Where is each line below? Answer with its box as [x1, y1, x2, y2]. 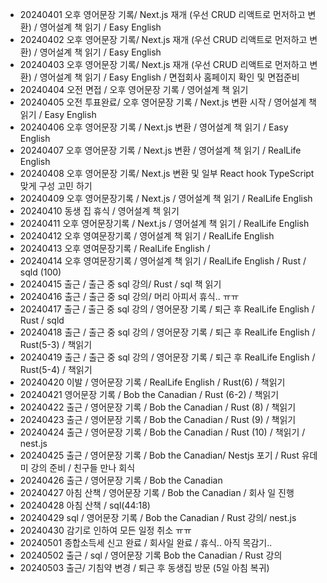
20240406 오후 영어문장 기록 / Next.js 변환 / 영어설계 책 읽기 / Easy [19, 121, 289, 133]
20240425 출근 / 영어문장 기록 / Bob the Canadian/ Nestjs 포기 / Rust [19, 449, 300, 461]
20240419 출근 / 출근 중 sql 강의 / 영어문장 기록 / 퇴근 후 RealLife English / [19, 351, 316, 363]
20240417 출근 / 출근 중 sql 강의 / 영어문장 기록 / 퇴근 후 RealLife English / [19, 303, 315, 315]
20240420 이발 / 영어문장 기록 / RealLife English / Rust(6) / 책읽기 [19, 376, 286, 388]
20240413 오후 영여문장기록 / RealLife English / [19, 243, 211, 254]
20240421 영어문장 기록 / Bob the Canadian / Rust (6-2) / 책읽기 [19, 389, 280, 400]
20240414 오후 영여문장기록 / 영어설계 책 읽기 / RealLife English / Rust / [19, 255, 307, 267]
